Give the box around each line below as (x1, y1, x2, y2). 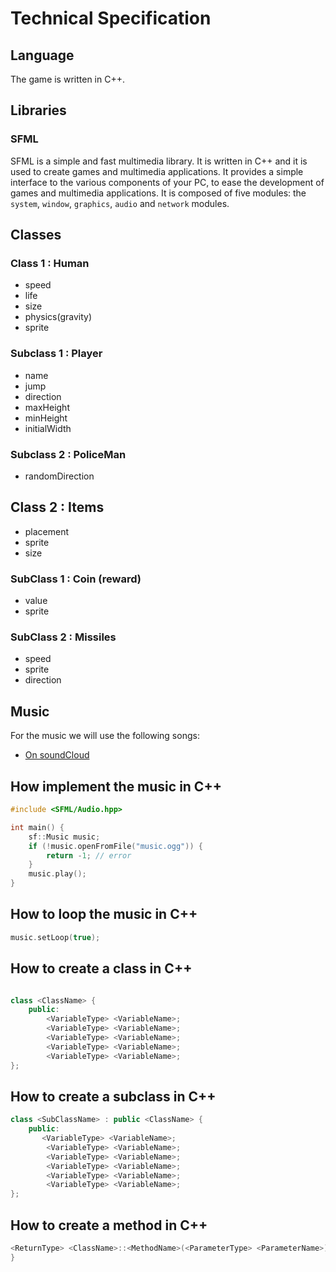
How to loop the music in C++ (10, 906, 198, 923)
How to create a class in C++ (10, 960, 193, 977)
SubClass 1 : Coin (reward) (10, 572, 142, 586)
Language (10, 47, 75, 64)
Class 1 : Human (10, 257, 90, 270)
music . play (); (28, 869, 87, 879)
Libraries (10, 102, 67, 119)
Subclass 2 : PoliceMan (10, 447, 127, 461)
